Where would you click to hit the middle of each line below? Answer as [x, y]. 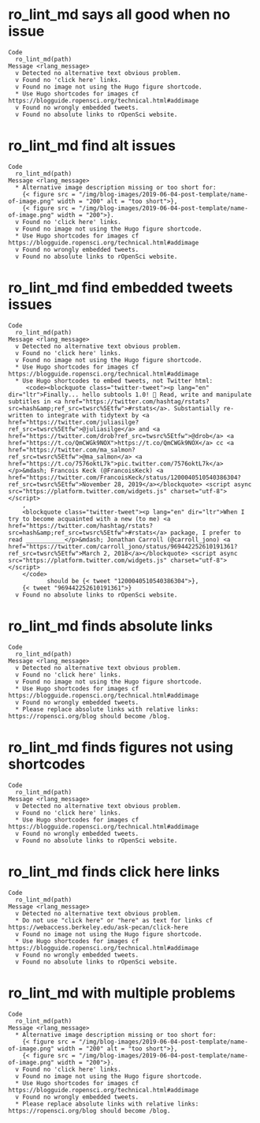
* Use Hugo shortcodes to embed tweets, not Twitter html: [114, 380]
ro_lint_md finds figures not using [121, 747]
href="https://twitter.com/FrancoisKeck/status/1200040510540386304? [125, 477]
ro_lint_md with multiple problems [122, 993]
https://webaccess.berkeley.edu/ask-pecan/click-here [98, 927]
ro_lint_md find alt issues [92, 146]
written [21, 415]
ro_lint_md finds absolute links [111, 626]
